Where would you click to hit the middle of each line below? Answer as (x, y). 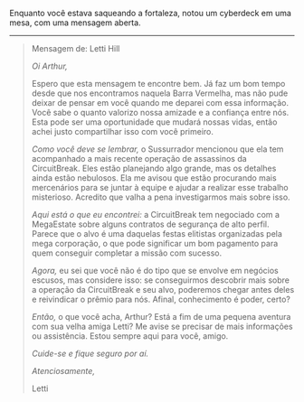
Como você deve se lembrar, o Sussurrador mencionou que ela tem (157, 149)
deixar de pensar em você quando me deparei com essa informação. (160, 103)
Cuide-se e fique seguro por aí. (90, 353)
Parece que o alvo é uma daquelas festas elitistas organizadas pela (157, 234)
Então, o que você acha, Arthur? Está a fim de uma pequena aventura (161, 317)
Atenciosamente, (63, 371)
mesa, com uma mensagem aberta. (76, 23)
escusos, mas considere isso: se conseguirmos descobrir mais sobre (161, 280)
